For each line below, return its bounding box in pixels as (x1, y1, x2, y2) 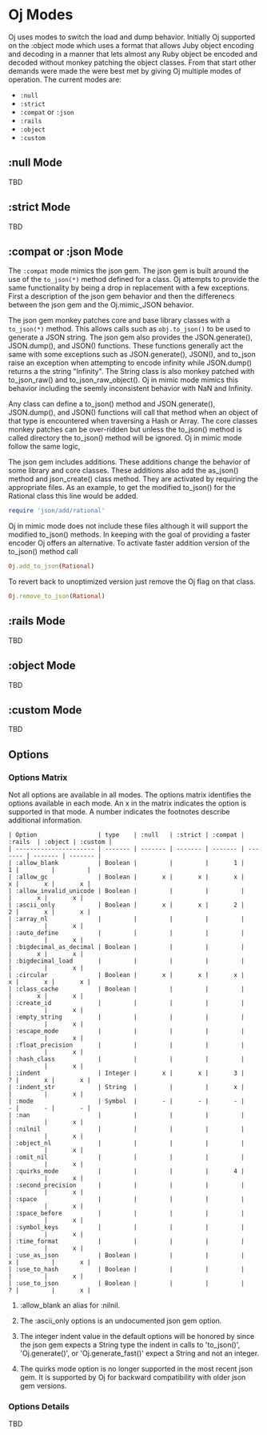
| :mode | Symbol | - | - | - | (8, 1097, 245, 1106)
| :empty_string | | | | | (8, 1013, 245, 1022)
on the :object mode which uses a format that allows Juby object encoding (8, 40, 254, 50)
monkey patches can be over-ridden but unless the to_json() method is (8, 424, 242, 434)
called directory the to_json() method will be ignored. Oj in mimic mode (8, 433, 242, 443)
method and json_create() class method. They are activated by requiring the (8, 474, 258, 484)
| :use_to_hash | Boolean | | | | (8, 1265, 245, 1274)
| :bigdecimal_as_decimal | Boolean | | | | (8, 943, 245, 951)
